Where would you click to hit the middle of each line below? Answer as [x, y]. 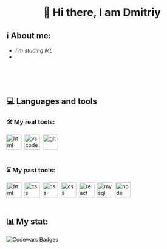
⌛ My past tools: [31, 170]
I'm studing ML [34, 50]
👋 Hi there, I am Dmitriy [102, 12]
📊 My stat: [27, 222]
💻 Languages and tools [52, 102]
